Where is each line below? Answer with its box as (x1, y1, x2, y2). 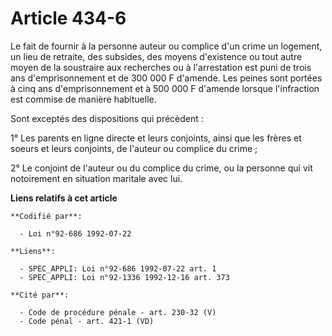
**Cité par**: (10, 290, 70, 300)
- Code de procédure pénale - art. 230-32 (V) (19, 307, 217, 317)
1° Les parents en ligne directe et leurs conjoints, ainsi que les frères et (10, 132, 302, 144)
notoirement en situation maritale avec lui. (10, 172, 183, 184)
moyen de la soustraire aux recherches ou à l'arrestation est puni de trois (10, 61, 312, 73)
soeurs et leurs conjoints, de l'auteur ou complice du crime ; (10, 142, 258, 154)
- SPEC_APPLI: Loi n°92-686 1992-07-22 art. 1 (19, 263, 217, 274)
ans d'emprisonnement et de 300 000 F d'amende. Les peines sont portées (10, 72, 323, 84)
